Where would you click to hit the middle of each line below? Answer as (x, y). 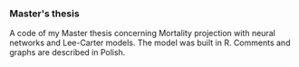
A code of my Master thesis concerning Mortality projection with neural (143, 33)
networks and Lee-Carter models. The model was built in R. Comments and (150, 43)
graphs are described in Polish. (68, 53)
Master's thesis (44, 14)
